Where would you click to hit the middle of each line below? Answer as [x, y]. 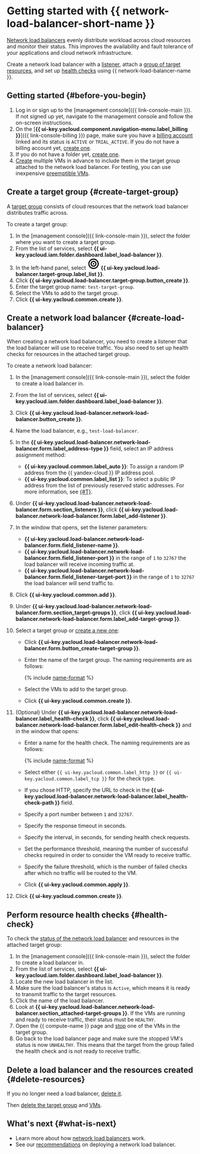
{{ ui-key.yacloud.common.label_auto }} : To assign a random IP [104, 467]
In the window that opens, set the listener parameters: [82, 527]
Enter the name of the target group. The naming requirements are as [108, 660]
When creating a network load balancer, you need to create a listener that [97, 342]
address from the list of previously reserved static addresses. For [104, 486]
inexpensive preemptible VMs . [52, 173]
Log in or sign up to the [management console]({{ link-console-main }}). [104, 110]
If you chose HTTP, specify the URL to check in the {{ [90, 790]
